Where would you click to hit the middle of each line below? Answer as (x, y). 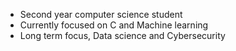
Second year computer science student (101, 14)
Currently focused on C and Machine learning (114, 25)
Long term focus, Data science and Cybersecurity (122, 35)
